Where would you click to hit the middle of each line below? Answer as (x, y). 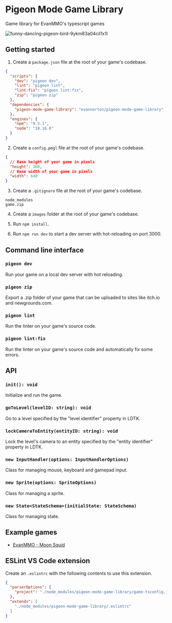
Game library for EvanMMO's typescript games (55, 24)
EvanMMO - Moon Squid (39, 545)
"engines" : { (24, 119)
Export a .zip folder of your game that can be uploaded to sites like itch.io (83, 297)
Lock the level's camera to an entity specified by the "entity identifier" (79, 441)
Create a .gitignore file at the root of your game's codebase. (77, 191)
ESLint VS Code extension (48, 561)
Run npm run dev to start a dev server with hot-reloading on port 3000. (87, 234)
